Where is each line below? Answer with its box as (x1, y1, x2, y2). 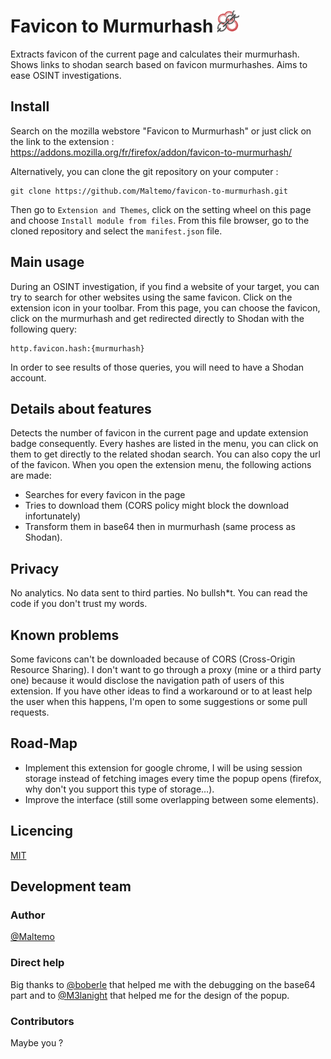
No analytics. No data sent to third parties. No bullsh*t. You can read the (10, 587, 308, 599)
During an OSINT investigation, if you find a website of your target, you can (10, 280, 320, 292)
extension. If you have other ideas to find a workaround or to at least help (10, 685, 313, 697)
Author (10, 908, 46, 922)
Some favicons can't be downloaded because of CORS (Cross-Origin (10, 653, 296, 665)
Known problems (10, 626, 120, 644)
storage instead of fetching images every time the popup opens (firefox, (24, 772, 322, 784)
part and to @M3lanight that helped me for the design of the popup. (10, 989, 290, 1001)
